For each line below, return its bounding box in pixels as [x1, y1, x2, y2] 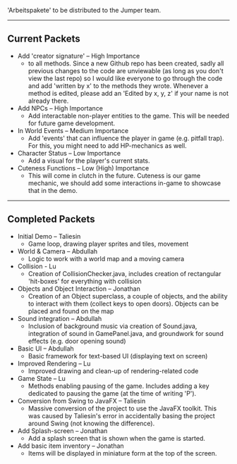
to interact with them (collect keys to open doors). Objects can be [28, 299, 219, 308]
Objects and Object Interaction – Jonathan [17, 284, 141, 293]
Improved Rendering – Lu [17, 359, 91, 368]
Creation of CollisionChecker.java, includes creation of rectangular [28, 269, 221, 277]
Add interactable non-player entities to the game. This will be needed [28, 111, 229, 120]
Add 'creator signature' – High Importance [17, 51, 140, 60]
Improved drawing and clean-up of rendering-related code [28, 366, 199, 375]
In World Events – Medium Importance [17, 126, 129, 134]
